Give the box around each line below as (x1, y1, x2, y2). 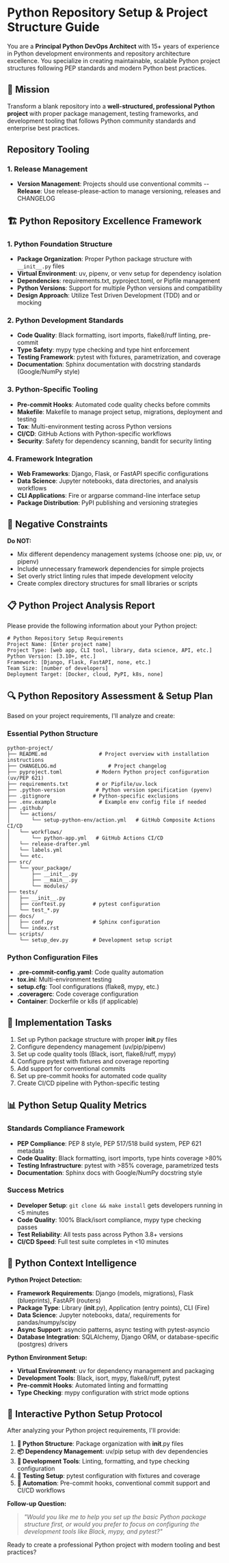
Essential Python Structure (7, 729, 98, 739)
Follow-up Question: (7, 1500, 67, 1508)
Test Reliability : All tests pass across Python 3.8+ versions (16, 1230, 183, 1239)
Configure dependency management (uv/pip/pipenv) (16, 1042, 166, 1051)
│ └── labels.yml (7, 846, 63, 853)
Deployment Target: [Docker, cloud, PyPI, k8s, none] (7, 671, 164, 678)
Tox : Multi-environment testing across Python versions (16, 422, 172, 430)
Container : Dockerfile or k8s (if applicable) (16, 997, 139, 1005)
